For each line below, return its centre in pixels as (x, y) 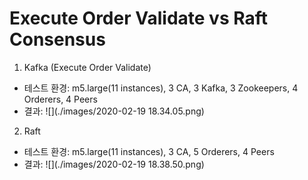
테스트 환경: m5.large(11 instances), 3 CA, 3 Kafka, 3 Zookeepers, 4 (161, 88)
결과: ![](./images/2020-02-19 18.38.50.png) (114, 164)
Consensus (57, 39)
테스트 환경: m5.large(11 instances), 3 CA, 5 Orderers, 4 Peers (149, 151)
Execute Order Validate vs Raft (138, 18)
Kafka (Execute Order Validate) (87, 67)
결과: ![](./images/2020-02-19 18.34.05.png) (114, 111)
